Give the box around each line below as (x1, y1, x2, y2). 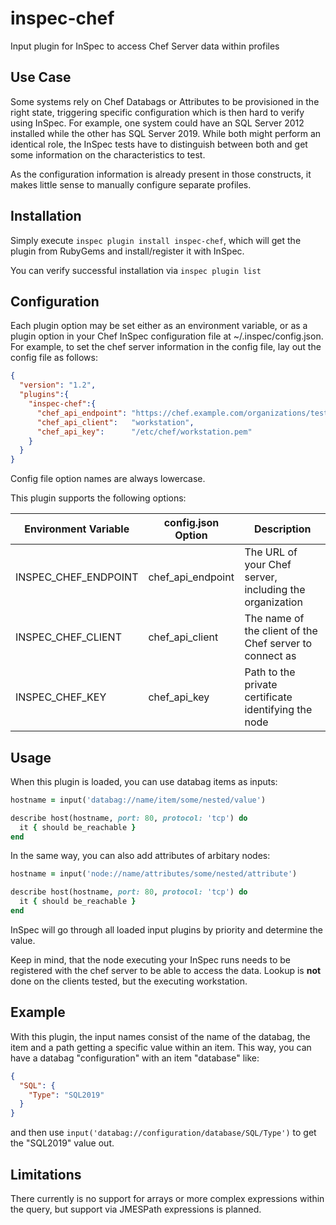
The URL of (244, 545, 298, 559)
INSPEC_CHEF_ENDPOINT (15, 570, 139, 584)
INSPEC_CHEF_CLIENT (15, 630, 122, 644)
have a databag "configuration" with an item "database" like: (10, 1052, 260, 1064)
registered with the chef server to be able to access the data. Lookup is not (10, 964, 322, 976)
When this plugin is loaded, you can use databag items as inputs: (10, 775, 278, 787)
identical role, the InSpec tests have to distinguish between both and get (10, 138, 308, 150)
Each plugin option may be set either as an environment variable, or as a (10, 320, 308, 332)
